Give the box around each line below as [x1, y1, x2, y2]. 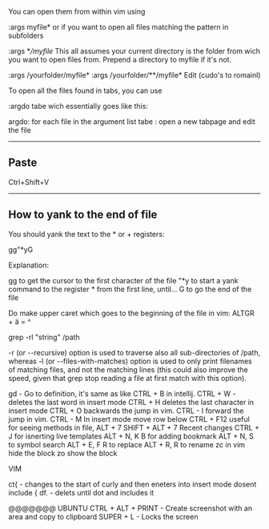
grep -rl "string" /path [8, 332, 80, 342]
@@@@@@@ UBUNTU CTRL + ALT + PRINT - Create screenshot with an [8, 503, 253, 513]
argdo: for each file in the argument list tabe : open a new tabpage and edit [8, 117, 256, 126]
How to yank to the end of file [8, 208, 158, 222]
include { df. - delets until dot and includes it [8, 487, 155, 497]
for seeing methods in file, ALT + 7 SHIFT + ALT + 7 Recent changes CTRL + [8, 423, 260, 432]
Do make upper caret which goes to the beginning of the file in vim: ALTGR [8, 308, 255, 318]
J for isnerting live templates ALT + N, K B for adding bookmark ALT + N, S [8, 431, 254, 441]
